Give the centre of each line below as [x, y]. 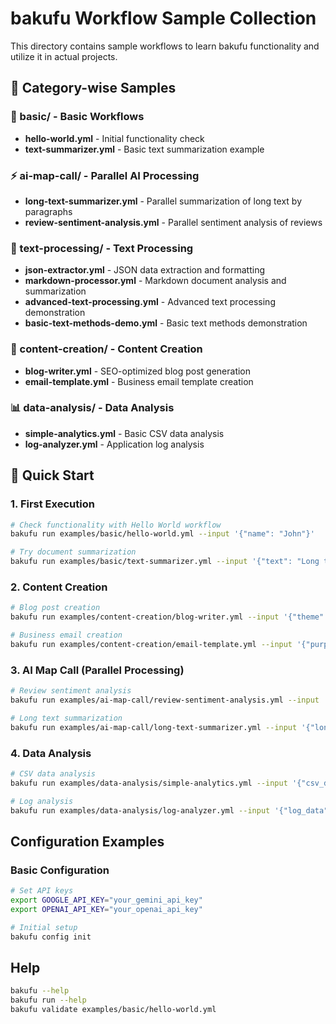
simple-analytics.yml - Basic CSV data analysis [124, 433]
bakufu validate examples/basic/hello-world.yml [113, 1010]
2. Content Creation [59, 587]
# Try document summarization [73, 552]
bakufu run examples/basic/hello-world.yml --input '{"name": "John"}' [162, 534]
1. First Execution [52, 504]
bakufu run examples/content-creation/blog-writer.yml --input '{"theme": [169, 617]
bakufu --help [40, 991]
